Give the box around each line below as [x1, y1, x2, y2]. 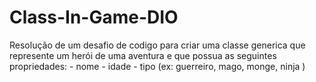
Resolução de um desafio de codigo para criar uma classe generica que [9, 39, 306, 51]
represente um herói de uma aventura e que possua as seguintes [9, 49, 277, 61]
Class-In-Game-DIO [9, 6, 179, 29]
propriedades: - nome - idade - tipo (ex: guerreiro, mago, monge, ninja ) [9, 60, 306, 72]
